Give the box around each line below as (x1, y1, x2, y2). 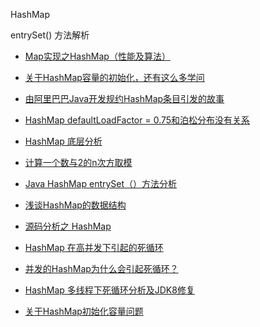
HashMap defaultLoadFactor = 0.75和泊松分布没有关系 (24, 114, 251, 126)
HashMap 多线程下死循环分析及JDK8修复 (24, 284, 195, 296)
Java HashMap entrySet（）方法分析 (24, 178, 178, 189)
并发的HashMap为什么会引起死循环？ (24, 263, 179, 274)
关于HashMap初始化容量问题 (24, 305, 144, 317)
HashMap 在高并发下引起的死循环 (24, 242, 164, 253)
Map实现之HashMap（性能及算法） (24, 50, 171, 62)
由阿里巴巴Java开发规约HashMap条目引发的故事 (24, 93, 225, 104)
